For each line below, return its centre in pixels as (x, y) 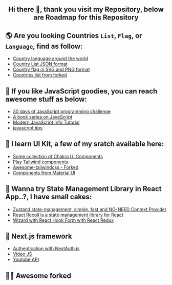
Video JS (22, 254)
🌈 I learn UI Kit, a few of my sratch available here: (85, 144)
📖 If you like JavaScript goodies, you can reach (81, 91)
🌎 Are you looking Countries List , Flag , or (74, 36)
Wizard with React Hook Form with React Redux (63, 220)
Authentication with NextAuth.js (46, 249)
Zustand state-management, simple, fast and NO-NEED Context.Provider (90, 209)
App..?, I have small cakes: (49, 197)
